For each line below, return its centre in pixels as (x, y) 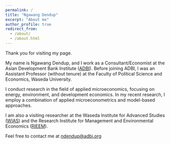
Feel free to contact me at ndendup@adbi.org (53, 136)
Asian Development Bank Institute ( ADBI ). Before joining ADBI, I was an (80, 68)
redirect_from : (22, 29)
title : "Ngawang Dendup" (32, 15)
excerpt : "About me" (27, 19)
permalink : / (19, 10)
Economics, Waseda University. (39, 79)
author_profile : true (28, 24)
